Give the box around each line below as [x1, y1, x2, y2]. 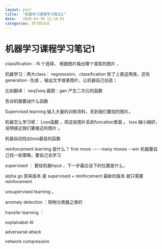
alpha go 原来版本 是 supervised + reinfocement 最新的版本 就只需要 [5, 173, 144, 179]
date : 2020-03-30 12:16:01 [5, 16, 65, 21]
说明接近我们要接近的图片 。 [5, 125, 62, 131]
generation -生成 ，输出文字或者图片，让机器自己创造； [5, 77, 118, 83]
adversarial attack [5, 229, 42, 235]
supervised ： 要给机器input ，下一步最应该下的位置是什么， [5, 163, 128, 168]
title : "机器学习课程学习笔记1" [5, 12, 66, 17]
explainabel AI [5, 220, 34, 225]
